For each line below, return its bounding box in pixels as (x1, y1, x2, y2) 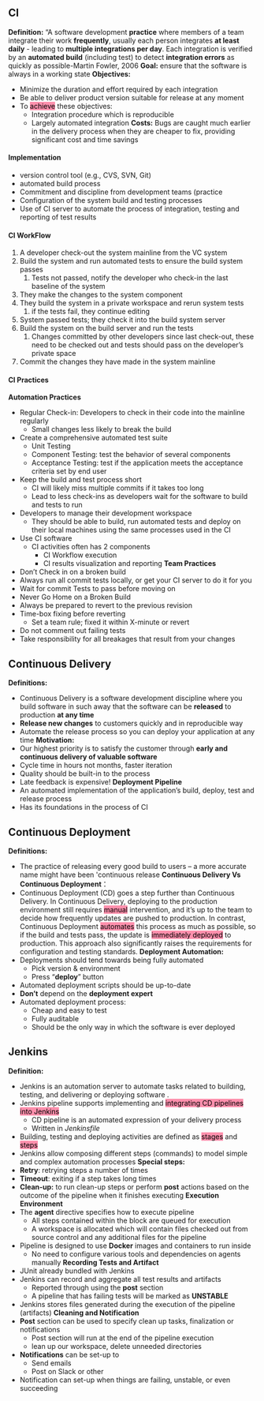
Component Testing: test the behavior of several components (31, 450, 231, 459)
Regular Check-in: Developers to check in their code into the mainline (19, 408, 246, 418)
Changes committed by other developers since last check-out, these (31, 332, 255, 342)
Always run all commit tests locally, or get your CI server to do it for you (19, 575, 252, 585)
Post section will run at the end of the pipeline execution (31, 1333, 214, 1343)
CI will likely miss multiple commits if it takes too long (31, 483, 204, 493)
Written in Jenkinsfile (31, 1123, 100, 1133)
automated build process (19, 179, 101, 189)
